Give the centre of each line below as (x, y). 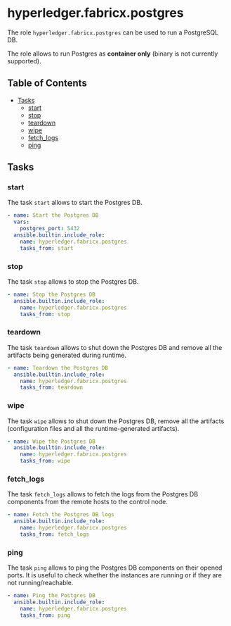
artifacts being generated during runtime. (67, 355)
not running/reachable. (40, 583)
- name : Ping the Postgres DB (52, 596)
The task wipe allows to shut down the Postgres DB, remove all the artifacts (116, 421)
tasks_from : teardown (51, 388)
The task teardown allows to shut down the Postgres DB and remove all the (115, 347)
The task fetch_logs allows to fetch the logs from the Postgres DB (103, 494)
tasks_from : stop (45, 314)
